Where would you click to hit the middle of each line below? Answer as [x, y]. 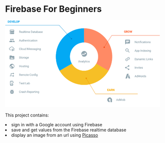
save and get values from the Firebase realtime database [69, 130]
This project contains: [27, 115]
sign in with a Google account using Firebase [57, 124]
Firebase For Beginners [54, 9]
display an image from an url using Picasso [55, 135]
